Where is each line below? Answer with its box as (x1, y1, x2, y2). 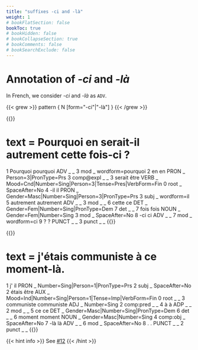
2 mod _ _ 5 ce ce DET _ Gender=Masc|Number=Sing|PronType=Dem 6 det (6, 307, 190, 314)
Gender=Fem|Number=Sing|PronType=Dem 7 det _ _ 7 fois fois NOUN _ (6, 205, 181, 212)
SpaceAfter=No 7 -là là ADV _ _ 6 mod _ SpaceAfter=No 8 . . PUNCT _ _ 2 (6, 319, 184, 326)
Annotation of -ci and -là (6, 72, 130, 86)
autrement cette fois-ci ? (6, 148, 130, 161)
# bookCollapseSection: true (6, 36, 78, 42)
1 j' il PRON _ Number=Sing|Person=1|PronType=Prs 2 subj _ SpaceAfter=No (6, 282, 191, 289)
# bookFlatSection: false (6, 19, 70, 25)
